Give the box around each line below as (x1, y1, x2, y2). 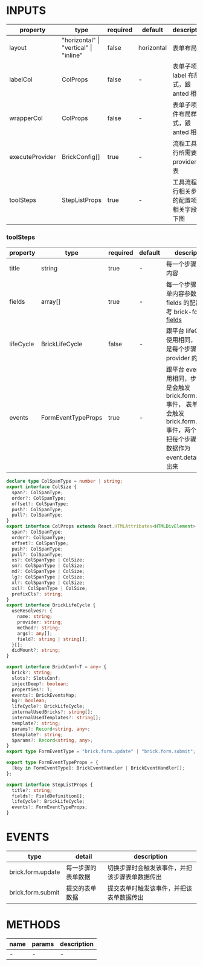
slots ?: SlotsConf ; (11, 675, 61, 681)
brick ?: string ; (11, 669, 53, 676)
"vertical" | (61, 43, 92, 52)
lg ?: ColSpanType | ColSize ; (11, 574, 85, 580)
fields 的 (166, 298, 190, 307)
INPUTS (6, 4, 47, 18)
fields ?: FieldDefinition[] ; (11, 793, 85, 799)
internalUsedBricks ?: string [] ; (11, 709, 94, 716)
